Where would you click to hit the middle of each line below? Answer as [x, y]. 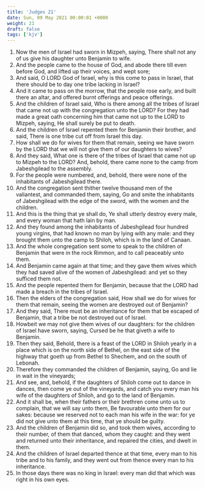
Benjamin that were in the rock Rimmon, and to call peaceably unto [100, 253]
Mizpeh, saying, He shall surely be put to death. [76, 123]
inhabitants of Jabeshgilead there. [59, 182]
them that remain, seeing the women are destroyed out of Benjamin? [102, 305]
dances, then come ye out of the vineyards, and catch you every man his [107, 389]
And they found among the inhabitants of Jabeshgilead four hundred [102, 227]
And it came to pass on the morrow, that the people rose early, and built [106, 91]
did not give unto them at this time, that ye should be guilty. [90, 421]
